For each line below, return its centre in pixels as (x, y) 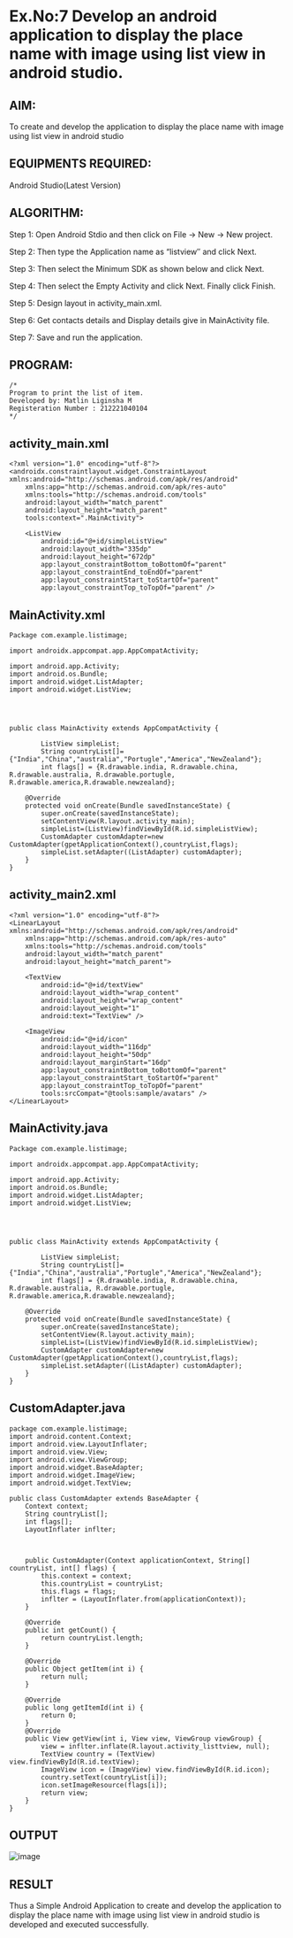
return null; (65, 1676)
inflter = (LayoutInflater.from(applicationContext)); (144, 1599)
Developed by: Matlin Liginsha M (71, 401)
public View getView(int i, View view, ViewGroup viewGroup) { (144, 1738)
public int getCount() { (71, 1630)
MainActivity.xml (57, 615)
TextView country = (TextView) (98, 1754)
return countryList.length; (92, 1638)
